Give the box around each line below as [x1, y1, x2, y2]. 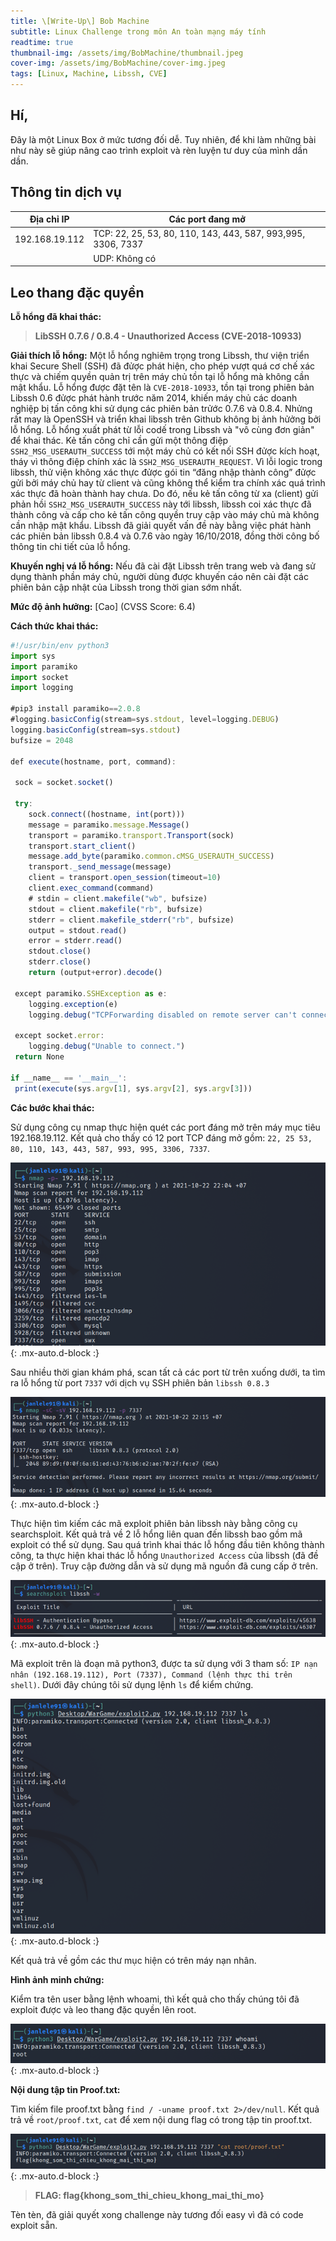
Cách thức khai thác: [10, 620, 99, 632]
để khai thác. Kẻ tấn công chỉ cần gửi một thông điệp [10, 434, 229, 446]
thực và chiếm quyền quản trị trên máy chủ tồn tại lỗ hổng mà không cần [10, 370, 310, 382]
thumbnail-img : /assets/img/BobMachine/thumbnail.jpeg [10, 48, 244, 58]
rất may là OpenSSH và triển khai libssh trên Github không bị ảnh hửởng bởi [10, 413, 322, 425]
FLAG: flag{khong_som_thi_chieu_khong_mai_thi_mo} [34, 2190, 265, 2202]
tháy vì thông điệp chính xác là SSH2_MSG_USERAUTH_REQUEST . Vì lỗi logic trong [10, 455, 323, 467]
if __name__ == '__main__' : [10, 1073, 128, 1083]
